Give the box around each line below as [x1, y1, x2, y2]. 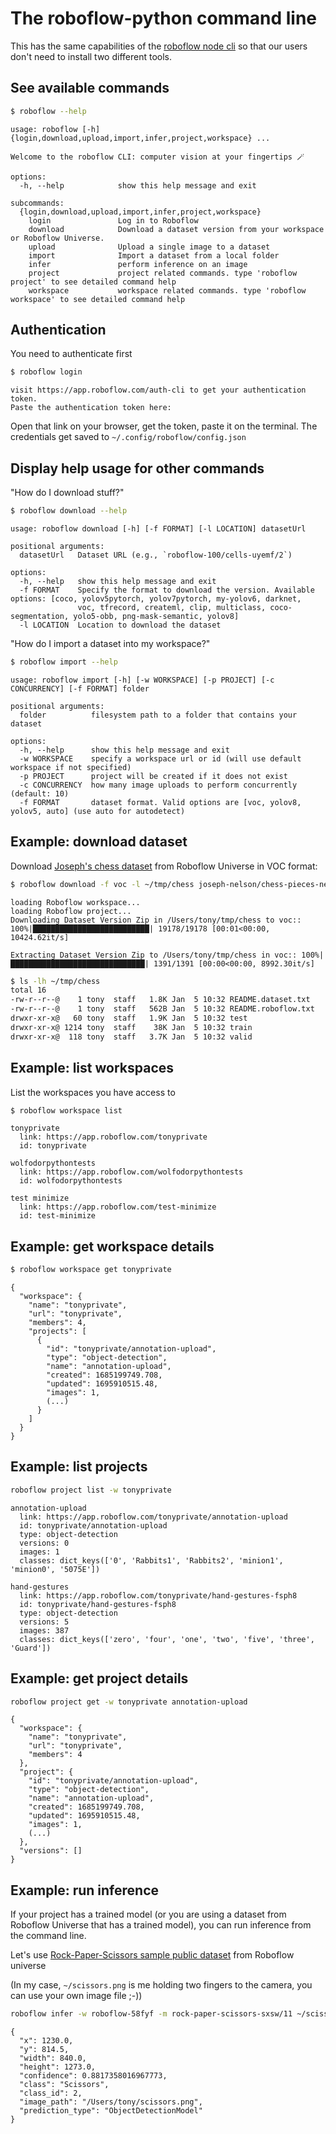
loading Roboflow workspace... [10, 897, 141, 907]
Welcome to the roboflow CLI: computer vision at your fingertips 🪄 [10, 152, 305, 162]
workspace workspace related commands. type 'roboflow [28, 285, 307, 296]
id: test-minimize [19, 1211, 97, 1221]
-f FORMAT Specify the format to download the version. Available [19, 585, 315, 595]
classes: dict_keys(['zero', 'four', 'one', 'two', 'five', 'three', [19, 1634, 315, 1644]
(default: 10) [10, 788, 70, 799]
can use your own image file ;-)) [10, 1990, 143, 2002]
